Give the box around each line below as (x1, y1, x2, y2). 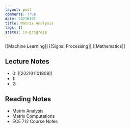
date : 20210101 (5, 16, 36, 21)
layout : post (5, 7, 32, 12)
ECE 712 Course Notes (12, 118, 58, 124)
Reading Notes (5, 95, 52, 103)
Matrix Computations (12, 113, 55, 119)
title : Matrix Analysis (5, 21, 54, 26)
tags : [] (5, 25, 23, 30)
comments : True (5, 12, 36, 17)
